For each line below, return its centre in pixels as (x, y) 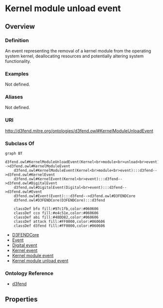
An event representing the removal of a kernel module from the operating (78, 51)
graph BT (14, 154)
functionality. (18, 61)
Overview (20, 27)
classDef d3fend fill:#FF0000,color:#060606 (59, 226)
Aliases (14, 97)
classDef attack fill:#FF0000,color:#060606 (59, 222)
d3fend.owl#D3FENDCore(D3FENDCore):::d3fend (59, 200)
